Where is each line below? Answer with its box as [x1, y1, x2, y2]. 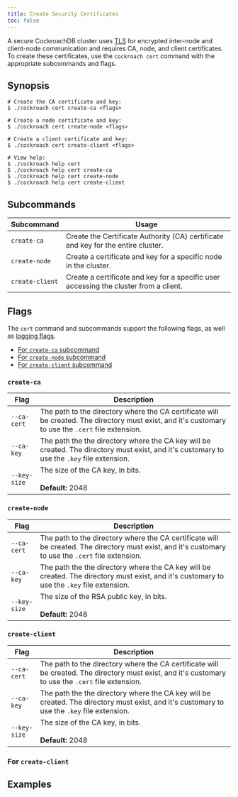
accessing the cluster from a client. [66, 281, 183, 291]
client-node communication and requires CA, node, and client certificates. [7, 44, 223, 53]
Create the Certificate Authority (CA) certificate [66, 231, 224, 241]
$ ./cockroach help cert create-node [7, 173, 119, 180]
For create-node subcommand [17, 353, 106, 361]
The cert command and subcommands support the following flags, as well [7, 324, 225, 332]
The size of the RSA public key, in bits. [40, 591, 168, 601]
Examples [7, 779, 52, 791]
